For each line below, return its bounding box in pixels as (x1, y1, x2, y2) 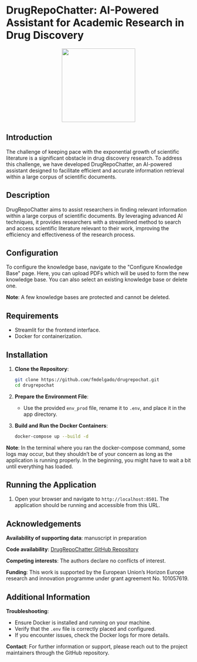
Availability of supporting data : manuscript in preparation (6, 534, 147, 542)
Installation (6, 350, 48, 360)
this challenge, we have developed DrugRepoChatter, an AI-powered (6, 160, 172, 168)
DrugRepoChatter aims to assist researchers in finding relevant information (6, 206, 187, 213)
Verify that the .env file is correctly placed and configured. (14, 625, 157, 633)
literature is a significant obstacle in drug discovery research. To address (6, 154, 182, 161)
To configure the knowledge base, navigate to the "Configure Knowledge (6, 263, 183, 271)
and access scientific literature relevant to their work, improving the (6, 224, 169, 231)
